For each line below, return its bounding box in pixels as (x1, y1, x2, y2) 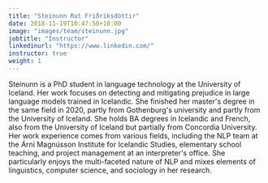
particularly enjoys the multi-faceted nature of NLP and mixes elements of (8, 156, 256, 166)
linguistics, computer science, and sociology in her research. (8, 165, 213, 175)
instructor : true (8, 49, 67, 57)
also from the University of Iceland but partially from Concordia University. (8, 122, 257, 132)
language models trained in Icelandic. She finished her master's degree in (8, 96, 255, 106)
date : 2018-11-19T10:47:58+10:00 (8, 19, 122, 28)
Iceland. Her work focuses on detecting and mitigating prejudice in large (8, 87, 250, 97)
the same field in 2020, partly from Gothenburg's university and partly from (8, 104, 261, 114)
